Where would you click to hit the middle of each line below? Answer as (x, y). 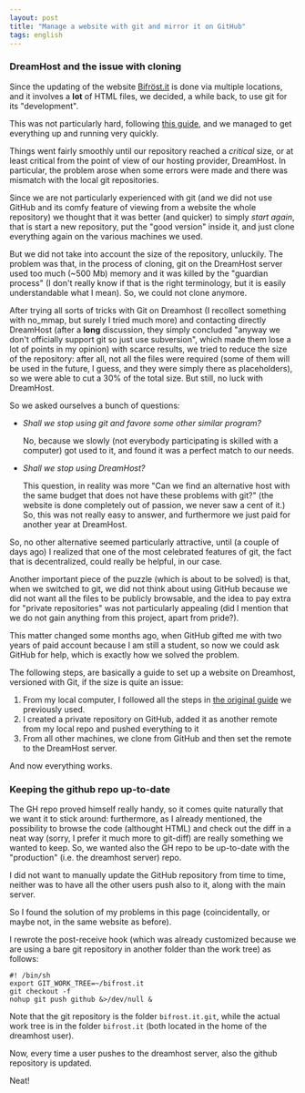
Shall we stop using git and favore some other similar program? (142, 423)
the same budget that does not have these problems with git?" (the (148, 495)
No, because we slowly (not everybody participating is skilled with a (150, 440)
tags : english (36, 35)
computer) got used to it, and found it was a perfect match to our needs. (158, 450)
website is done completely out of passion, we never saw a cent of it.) (154, 505)
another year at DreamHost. (75, 524)
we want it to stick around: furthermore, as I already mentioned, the (136, 818)
